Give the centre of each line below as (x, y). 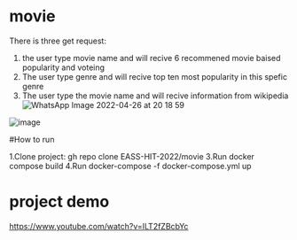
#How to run (32, 139)
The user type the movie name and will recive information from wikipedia (155, 96)
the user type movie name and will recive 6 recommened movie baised (151, 58)
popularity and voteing (63, 67)
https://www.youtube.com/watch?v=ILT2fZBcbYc (99, 226)
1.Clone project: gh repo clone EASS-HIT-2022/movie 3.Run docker (132, 156)
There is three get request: (58, 41)
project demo (59, 202)
